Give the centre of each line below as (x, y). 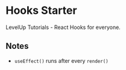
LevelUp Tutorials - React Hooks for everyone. (63, 27)
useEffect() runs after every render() (61, 60)
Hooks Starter (41, 11)
